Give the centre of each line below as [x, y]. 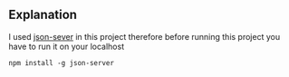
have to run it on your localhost [66, 46]
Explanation [43, 15]
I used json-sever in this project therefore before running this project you [144, 36]
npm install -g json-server [62, 63]
